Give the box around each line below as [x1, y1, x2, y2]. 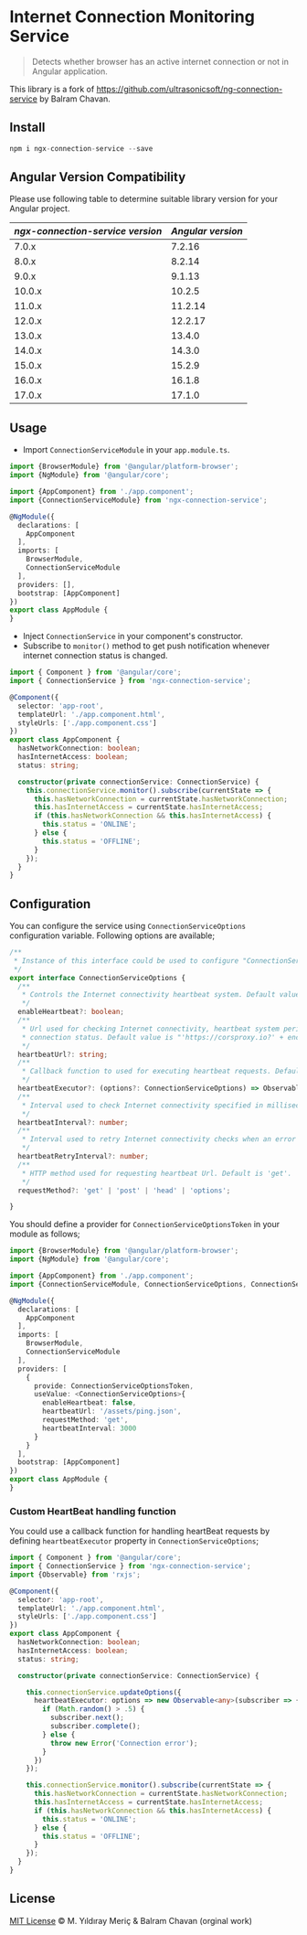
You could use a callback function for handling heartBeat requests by [9, 1525, 270, 1537]
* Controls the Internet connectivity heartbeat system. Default [21, 990, 276, 1000]
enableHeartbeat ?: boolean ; [17, 1008, 125, 1017]
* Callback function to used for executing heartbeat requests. [21, 1067, 272, 1076]
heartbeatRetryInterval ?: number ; [17, 1152, 149, 1161]
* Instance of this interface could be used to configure [13, 956, 239, 966]
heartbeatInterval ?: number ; [17, 1117, 129, 1127]
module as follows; [9, 1228, 80, 1240]
